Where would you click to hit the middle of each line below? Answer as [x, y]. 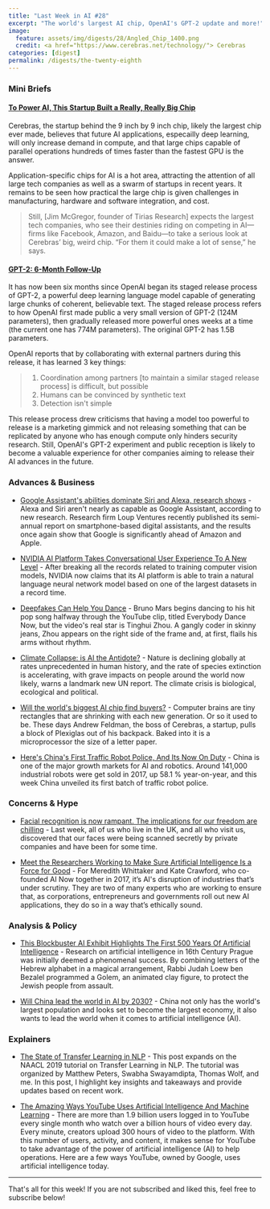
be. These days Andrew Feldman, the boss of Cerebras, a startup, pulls [138, 725]
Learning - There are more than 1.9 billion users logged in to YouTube [135, 1115]
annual [31, 525]
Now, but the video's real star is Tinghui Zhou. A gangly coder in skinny [138, 625]
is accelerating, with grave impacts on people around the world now [132, 675]
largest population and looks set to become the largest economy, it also [138, 1010]
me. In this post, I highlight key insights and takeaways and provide [131, 1082]
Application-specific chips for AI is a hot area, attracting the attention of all [132, 175]
